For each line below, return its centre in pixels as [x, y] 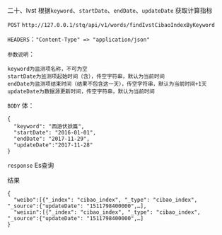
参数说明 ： [21, 54]
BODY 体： [21, 105]
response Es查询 [31, 165]
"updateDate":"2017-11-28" [53, 145]
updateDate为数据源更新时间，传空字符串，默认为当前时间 [81, 91]
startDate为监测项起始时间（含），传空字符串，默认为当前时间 [86, 76]
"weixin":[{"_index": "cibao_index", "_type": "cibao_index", [107, 212]
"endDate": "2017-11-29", [52, 139]
